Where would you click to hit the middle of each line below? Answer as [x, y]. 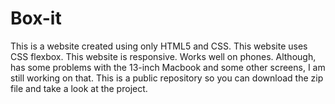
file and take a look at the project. [79, 88]
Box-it [36, 18]
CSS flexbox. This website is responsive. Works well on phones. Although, [163, 56]
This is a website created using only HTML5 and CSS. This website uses [159, 46]
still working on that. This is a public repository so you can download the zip [167, 78]
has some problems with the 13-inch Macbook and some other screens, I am [168, 67]
